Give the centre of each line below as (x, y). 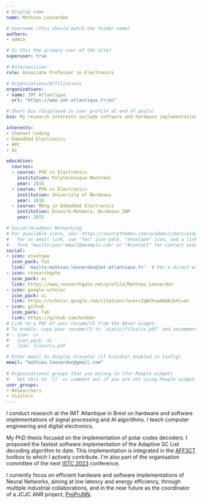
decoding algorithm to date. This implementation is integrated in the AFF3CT (101, 451)
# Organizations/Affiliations (44, 83)
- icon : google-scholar (36, 290)
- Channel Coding (28, 133)
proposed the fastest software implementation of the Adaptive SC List (93, 444)
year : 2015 (31, 217)
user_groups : (23, 385)
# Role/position (26, 67)
